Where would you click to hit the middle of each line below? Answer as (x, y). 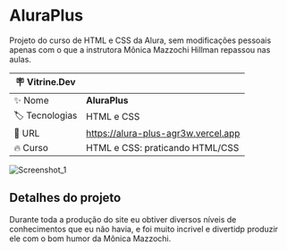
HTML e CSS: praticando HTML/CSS (163, 147)
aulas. (20, 59)
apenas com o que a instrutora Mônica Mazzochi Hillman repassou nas (140, 49)
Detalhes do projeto (65, 198)
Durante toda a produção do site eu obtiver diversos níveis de (123, 219)
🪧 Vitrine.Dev (45, 81)
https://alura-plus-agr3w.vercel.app (163, 133)
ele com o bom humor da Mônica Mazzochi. (90, 238)
